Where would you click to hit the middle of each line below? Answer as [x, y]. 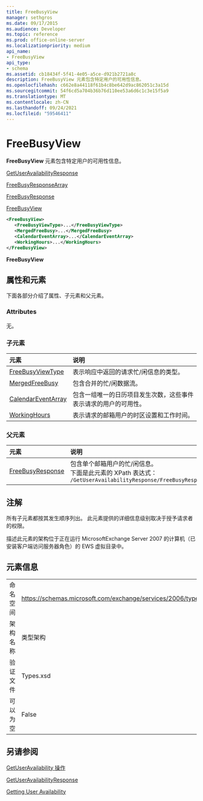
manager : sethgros [29, 18]
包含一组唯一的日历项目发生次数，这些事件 [133, 394]
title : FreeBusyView [32, 12]
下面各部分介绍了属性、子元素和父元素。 [56, 296]
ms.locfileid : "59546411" [39, 113]
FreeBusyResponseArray [37, 185]
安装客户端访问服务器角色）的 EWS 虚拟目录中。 [67, 546]
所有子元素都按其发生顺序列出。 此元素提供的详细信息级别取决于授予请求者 [100, 518]
